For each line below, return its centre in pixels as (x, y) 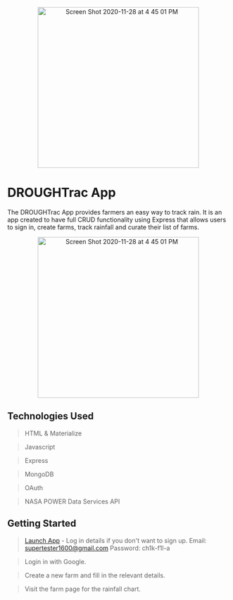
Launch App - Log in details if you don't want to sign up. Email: (115, 540)
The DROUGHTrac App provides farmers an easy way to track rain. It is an (115, 212)
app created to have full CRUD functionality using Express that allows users (117, 219)
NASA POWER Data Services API (72, 501)
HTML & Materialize (53, 433)
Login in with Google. (55, 561)
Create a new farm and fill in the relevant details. (95, 575)
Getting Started (42, 524)
